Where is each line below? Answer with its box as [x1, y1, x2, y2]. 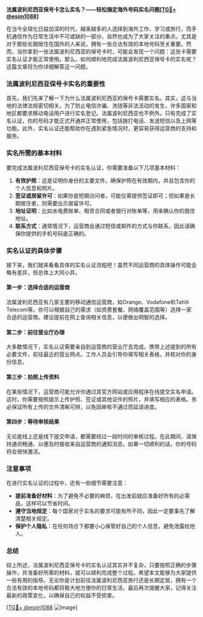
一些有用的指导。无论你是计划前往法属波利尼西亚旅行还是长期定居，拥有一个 [6, 576, 197, 584]
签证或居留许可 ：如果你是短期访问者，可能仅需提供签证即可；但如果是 [14, 192, 190, 199]
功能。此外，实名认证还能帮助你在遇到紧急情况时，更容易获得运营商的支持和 [6, 125, 197, 132]
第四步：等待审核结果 [6, 418, 59, 426]
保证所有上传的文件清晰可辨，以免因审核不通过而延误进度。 [11, 403, 160, 411]
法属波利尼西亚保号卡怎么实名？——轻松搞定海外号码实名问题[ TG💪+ [6, 6, 176, 13]
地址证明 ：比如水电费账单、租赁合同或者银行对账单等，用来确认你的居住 [14, 207, 195, 214]
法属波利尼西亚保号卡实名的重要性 [6, 79, 106, 88]
